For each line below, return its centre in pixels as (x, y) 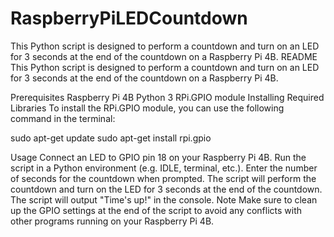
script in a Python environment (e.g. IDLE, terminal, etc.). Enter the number (164, 168)
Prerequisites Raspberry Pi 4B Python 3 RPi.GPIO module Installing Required (167, 97)
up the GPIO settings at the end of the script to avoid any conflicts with (156, 210)
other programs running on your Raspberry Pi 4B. (112, 221)
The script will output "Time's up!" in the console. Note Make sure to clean (164, 199)
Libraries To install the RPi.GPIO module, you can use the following (147, 108)
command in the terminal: (63, 118)
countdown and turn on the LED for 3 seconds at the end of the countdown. (166, 189)
